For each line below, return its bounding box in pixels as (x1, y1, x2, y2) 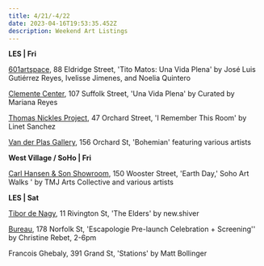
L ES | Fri (8, 49, 36, 59)
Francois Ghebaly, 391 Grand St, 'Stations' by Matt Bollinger (8, 248, 207, 259)
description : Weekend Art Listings (8, 27, 128, 35)
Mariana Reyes (8, 98, 58, 108)
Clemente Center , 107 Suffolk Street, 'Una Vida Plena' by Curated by (8, 89, 236, 99)
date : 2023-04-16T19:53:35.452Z (8, 19, 117, 27)
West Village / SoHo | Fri (8, 153, 91, 163)
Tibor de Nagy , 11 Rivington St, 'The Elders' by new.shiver (8, 209, 199, 218)
